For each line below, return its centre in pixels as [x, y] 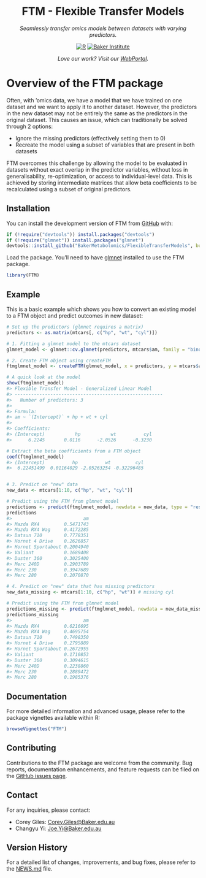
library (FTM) [23, 275]
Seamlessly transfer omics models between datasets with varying [103, 28]
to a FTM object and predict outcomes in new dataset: [74, 316]
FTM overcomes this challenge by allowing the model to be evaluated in [97, 163]
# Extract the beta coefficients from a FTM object [74, 451]
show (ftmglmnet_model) [35, 383]
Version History [37, 847]
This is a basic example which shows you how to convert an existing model [101, 309]
